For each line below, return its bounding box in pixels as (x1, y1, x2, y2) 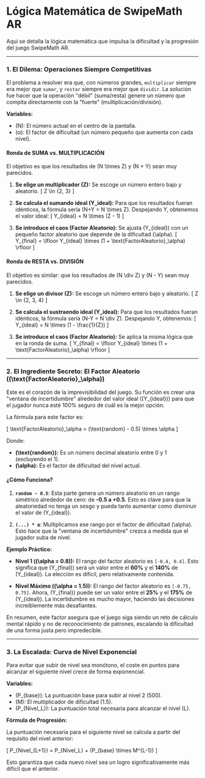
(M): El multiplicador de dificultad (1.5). (15, 698, 113, 706)
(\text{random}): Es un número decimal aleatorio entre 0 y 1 (15, 448, 167, 456)
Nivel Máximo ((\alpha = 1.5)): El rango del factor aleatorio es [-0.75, (15, 582, 191, 590)
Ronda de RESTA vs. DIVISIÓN (6, 258, 84, 265)
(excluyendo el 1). (15, 455, 60, 462)
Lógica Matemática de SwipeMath (6, 4, 183, 18)
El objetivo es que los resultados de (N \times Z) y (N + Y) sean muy (6, 163, 177, 170)
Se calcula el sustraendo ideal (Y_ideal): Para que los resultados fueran (15, 308, 198, 316)
